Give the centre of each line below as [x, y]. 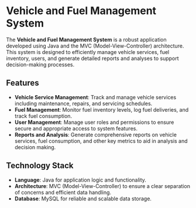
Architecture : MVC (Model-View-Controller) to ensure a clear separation [102, 186]
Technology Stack [40, 166]
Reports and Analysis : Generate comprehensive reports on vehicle [96, 135]
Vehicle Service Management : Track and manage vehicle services [95, 97]
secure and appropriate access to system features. [76, 128]
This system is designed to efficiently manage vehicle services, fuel [88, 52]
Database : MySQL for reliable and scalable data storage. [83, 199]
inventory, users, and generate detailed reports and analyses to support [93, 58]
